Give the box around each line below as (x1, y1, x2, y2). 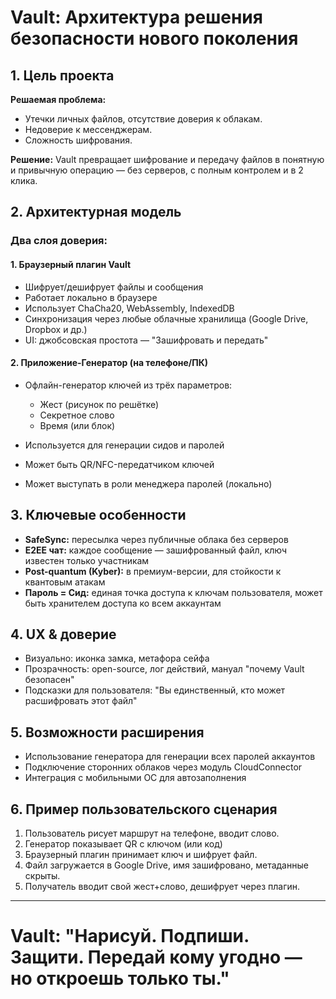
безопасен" (24, 674, 75, 686)
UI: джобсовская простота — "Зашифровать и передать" (24, 334, 269, 346)
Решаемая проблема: (10, 94, 107, 105)
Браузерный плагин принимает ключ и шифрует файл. (24, 848, 258, 860)
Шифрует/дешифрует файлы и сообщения (24, 281, 204, 293)
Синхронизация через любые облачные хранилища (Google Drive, (24, 312, 309, 325)
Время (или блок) (39, 419, 116, 431)
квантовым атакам (24, 576, 106, 588)
